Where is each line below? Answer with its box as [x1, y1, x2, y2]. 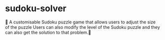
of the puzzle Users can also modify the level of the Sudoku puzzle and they [5, 24, 160, 30]
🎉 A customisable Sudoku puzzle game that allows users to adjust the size [5, 19, 156, 25]
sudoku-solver [5, 3, 66, 14]
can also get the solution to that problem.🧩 [5, 29, 92, 35]
